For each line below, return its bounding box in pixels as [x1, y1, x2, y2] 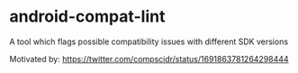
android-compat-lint [9, 6, 166, 27]
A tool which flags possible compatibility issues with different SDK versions [9, 36, 289, 47]
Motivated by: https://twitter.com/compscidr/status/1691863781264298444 [9, 53, 290, 64]
